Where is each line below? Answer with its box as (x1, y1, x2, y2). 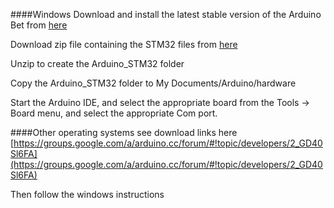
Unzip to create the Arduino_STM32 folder (10, 58, 185, 69)
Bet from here (10, 19, 68, 31)
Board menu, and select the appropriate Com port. (10, 107, 218, 119)
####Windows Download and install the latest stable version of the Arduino (10, 9, 322, 20)
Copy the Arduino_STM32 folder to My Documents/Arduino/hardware (10, 77, 297, 89)
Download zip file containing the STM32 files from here (10, 39, 238, 50)
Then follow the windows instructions (10, 189, 165, 200)
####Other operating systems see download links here (10, 127, 238, 138)
